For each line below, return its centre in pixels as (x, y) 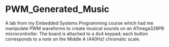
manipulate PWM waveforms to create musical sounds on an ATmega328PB (85, 28)
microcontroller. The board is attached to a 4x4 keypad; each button (77, 33)
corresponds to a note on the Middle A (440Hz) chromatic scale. (73, 39)
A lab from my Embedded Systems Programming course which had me (79, 23)
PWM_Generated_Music (57, 9)
